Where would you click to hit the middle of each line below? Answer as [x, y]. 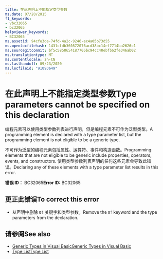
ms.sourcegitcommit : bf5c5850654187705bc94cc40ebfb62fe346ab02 [71, 50]
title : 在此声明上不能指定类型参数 [36, 9]
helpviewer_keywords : [27, 32]
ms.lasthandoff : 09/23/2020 [34, 64]
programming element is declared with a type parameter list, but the [73, 134]
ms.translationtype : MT [29, 55]
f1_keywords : [18, 18]
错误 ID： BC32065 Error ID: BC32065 [43, 183]
